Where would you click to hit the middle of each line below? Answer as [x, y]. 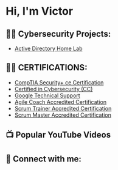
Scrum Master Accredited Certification [63, 115]
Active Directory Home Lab [48, 48]
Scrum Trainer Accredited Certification [63, 108]
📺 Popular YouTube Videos [58, 135]
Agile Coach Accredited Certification [61, 102]
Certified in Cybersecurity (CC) [54, 89]
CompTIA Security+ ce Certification [59, 82]
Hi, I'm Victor [40, 11]
